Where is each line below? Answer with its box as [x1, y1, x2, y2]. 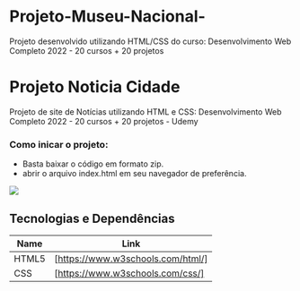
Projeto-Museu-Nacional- [9, 6, 207, 27]
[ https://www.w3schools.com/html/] [54, 252, 208, 265]
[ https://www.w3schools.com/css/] [54, 267, 205, 279]
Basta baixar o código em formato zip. [22, 158, 164, 169]
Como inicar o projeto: [9, 138, 109, 150]
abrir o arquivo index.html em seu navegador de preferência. [22, 168, 247, 179]
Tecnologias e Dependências [9, 210, 175, 226]
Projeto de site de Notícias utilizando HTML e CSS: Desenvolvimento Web [9, 106, 282, 117]
